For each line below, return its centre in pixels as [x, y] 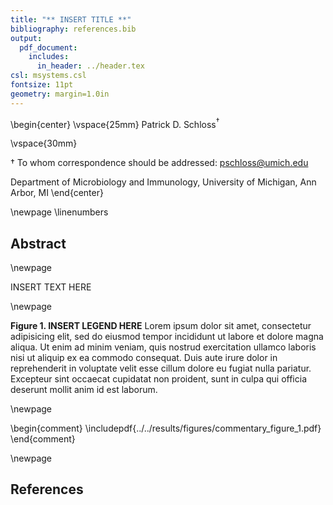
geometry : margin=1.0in [60, 94]
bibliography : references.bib [73, 29]
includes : [49, 57]
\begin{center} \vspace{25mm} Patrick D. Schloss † [115, 123]
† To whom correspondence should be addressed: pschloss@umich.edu [159, 163]
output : [26, 38]
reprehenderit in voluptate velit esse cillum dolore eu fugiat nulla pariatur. [161, 368]
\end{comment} [43, 439]
